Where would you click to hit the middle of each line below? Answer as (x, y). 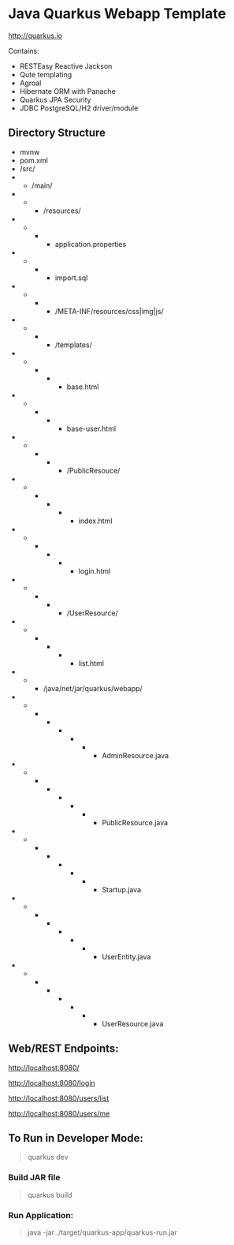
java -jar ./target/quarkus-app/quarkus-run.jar (102, 1232)
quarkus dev (48, 1157)
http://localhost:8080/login (52, 1082)
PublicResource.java (135, 822)
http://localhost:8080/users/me (59, 1113)
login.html (95, 571)
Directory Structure (57, 133)
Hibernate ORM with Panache (67, 91)
